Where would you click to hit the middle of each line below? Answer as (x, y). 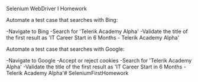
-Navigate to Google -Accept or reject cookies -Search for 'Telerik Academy (99, 60)
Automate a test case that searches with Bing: (62, 20)
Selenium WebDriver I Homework (46, 9)
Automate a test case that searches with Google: (65, 49)
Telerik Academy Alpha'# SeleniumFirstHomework (67, 73)
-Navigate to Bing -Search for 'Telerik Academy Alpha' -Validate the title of (97, 31)
